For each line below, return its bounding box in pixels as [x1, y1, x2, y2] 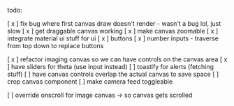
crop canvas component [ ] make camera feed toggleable [7, 77, 173, 86]
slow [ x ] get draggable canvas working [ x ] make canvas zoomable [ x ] [7, 27, 219, 35]
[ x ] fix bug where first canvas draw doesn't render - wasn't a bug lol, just [7, 20, 221, 27]
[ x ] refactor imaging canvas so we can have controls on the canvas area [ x [7, 55, 228, 63]
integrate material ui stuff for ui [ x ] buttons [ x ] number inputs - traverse [7, 34, 219, 43]
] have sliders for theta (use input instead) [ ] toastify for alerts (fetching [7, 63, 214, 70]
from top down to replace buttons [7, 42, 104, 50]
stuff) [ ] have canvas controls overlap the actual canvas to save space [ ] [7, 70, 219, 78]
